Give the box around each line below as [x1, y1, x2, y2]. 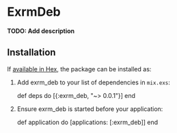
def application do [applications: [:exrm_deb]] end [16, 118, 159, 126]
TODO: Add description [7, 27, 75, 35]
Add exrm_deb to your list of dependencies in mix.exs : [16, 78, 171, 86]
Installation [7, 47, 56, 58]
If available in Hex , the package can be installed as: [7, 64, 152, 73]
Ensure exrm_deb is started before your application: [16, 104, 163, 113]
